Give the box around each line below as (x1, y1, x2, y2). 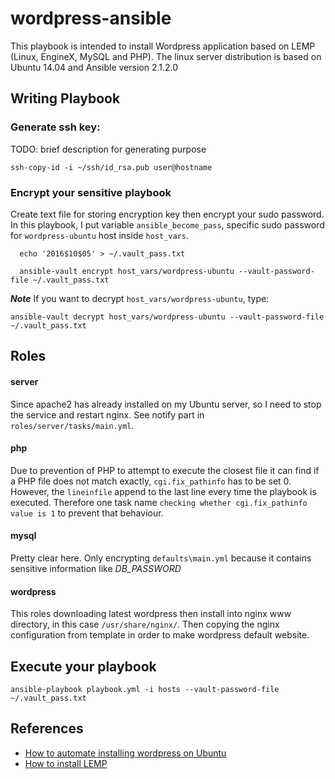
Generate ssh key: (10, 120, 101, 134)
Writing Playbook (10, 90, 121, 107)
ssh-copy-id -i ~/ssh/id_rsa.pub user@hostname (10, 162, 213, 172)
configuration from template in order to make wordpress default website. (10, 629, 310, 641)
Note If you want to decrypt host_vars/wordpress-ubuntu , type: (10, 292, 270, 304)
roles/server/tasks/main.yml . (10, 419, 135, 431)
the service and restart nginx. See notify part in (10, 408, 205, 421)
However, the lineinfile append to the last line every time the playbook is (10, 485, 317, 497)
